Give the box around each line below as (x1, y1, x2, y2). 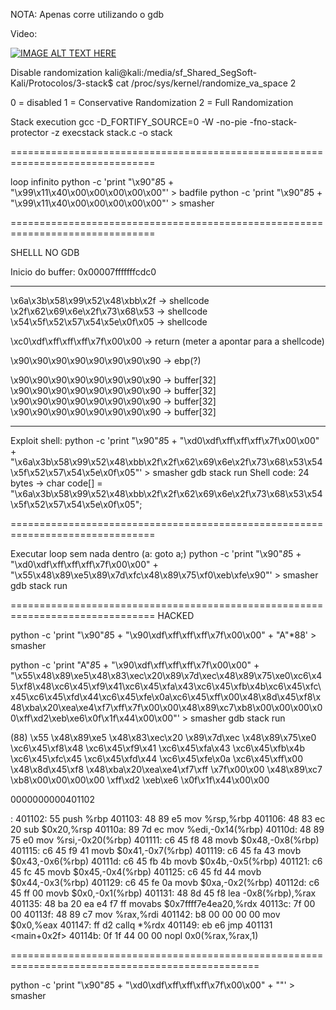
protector (10, 127, 49, 138)
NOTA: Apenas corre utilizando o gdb (10, 9, 165, 20)
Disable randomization (10, 67, 103, 78)
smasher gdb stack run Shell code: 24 (152, 467, 310, 478)
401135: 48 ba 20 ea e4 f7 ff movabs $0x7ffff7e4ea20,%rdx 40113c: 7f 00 (10, 898, 316, 909)
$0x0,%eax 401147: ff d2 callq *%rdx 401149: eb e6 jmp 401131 (10, 919, 273, 931)
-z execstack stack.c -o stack (50, 127, 173, 138)
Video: (10, 28, 38, 39)
